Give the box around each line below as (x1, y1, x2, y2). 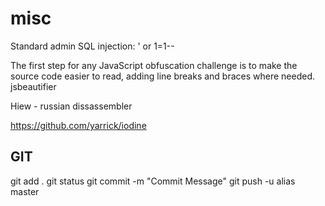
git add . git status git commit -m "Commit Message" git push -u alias (10, 175, 296, 187)
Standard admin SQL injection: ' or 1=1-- (10, 40, 175, 52)
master (10, 185, 40, 197)
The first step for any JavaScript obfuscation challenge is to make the (10, 59, 298, 71)
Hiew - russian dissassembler (10, 100, 133, 112)
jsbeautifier (10, 80, 57, 92)
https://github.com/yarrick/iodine (10, 119, 147, 131)
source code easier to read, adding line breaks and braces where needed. (10, 70, 316, 82)
